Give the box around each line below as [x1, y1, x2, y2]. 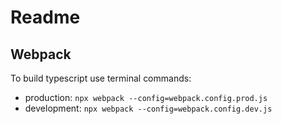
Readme [10, 6, 81, 29]
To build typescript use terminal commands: [10, 72, 192, 84]
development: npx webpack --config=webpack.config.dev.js [24, 102, 273, 114]
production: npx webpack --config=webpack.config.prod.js [24, 92, 268, 103]
